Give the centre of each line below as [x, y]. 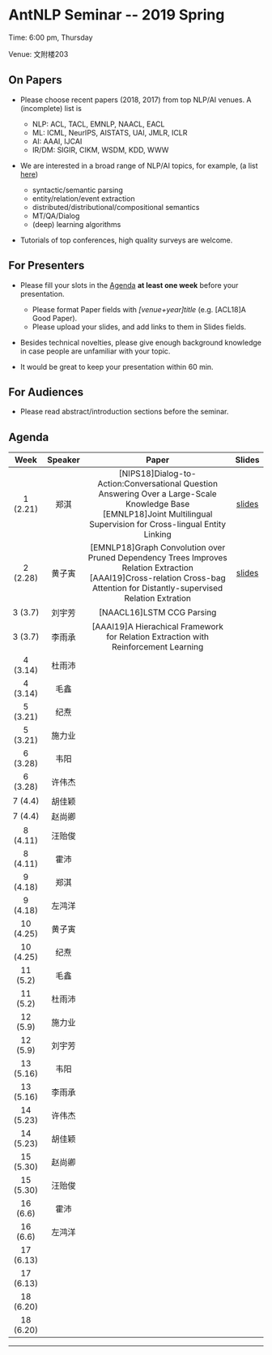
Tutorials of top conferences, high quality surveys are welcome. [126, 240]
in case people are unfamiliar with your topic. [95, 351]
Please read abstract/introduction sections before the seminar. [124, 412]
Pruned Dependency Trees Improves [158, 558]
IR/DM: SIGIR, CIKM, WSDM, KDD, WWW [100, 150]
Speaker [64, 460]
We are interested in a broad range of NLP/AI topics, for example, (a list [139, 165]
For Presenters [47, 266]
